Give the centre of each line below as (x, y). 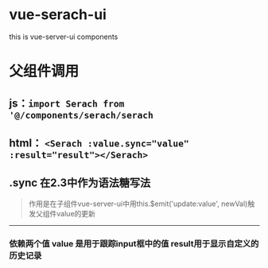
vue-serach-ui (58, 15)
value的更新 (76, 213)
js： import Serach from (67, 103)
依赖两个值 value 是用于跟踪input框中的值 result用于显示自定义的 (134, 243)
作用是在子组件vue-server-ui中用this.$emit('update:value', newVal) (138, 204)
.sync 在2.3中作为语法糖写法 (80, 183)
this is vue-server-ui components (64, 37)
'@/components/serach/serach (82, 115)
